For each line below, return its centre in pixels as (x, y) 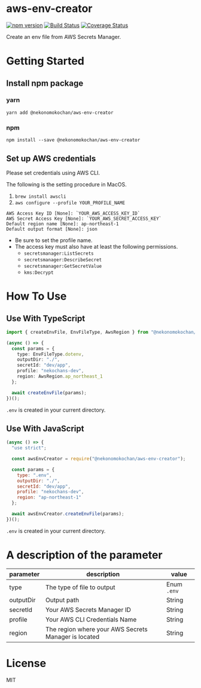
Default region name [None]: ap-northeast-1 (63, 224)
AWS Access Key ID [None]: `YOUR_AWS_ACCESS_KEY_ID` (73, 213)
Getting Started (45, 61)
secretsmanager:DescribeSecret (63, 259)
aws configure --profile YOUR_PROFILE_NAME (70, 203)
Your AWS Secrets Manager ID (89, 609)
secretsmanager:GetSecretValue (63, 266)
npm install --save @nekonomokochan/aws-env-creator (73, 140)
